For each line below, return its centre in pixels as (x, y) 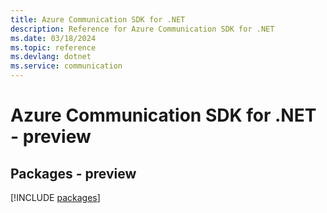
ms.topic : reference (53, 47)
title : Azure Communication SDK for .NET (98, 19)
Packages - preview (73, 173)
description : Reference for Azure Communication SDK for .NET (142, 29)
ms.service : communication (66, 66)
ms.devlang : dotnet (51, 57)
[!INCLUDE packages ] (55, 197)
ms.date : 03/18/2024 (53, 38)
